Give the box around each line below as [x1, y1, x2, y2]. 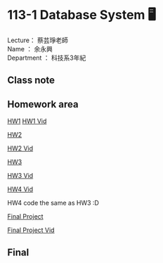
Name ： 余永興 [7, 44, 53, 53]
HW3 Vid [7, 172, 34, 180]
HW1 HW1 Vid [7, 117, 47, 125]
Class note [7, 75, 55, 86]
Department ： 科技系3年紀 [7, 53, 86, 62]
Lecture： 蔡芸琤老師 [7, 36, 69, 44]
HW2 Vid [7, 144, 34, 153]
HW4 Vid [7, 185, 34, 193]
